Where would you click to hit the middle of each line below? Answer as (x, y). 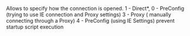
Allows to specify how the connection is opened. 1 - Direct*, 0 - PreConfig (95, 8)
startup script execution (35, 27)
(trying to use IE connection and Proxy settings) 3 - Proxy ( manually (89, 15)
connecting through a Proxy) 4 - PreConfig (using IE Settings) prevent (90, 21)
